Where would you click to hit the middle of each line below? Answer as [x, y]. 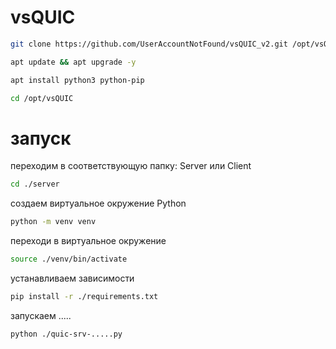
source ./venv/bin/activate [69, 259]
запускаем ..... [41, 315]
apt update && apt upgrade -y [73, 62]
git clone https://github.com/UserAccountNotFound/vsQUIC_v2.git [149, 44]
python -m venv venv [53, 222]
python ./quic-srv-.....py [66, 334]
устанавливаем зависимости [72, 278]
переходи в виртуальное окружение [88, 241]
